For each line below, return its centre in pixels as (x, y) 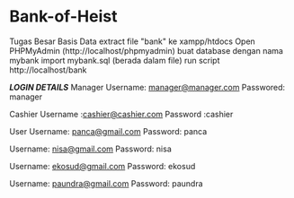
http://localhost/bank (48, 70)
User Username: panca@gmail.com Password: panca (108, 131)
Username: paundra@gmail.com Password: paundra (107, 183)
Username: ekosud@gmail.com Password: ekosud (102, 166)
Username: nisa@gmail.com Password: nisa (91, 149)
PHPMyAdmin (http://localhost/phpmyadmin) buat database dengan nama (146, 50)
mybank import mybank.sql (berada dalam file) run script (115, 60)
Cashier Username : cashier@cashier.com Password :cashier (121, 114)
